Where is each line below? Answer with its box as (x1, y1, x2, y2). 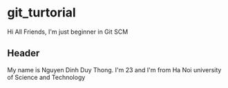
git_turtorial (7, 5, 76, 21)
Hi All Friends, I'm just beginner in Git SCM (7, 27, 129, 36)
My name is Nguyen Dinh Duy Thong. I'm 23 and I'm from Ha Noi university (7, 65, 222, 74)
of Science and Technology (7, 73, 86, 81)
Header (7, 47, 40, 59)
